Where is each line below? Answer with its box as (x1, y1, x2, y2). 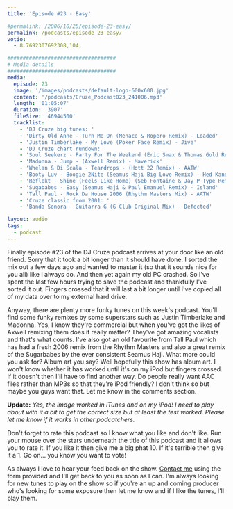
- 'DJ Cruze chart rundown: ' (19, 145, 107, 152)
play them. (7, 494, 37, 502)
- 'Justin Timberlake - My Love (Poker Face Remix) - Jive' (19, 138, 197, 146)
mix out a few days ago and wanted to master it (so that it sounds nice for (7, 262, 218, 271)
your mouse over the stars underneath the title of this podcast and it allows (7, 436, 222, 444)
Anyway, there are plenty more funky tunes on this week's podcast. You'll (7, 305, 218, 314)
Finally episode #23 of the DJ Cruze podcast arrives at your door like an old (7, 248, 224, 256)
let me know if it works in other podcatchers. (7, 415, 135, 423)
